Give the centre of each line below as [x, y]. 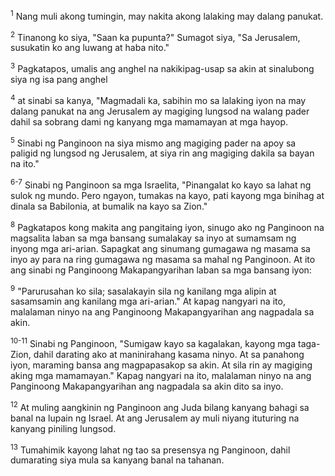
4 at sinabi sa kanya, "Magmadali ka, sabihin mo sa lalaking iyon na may [158, 99]
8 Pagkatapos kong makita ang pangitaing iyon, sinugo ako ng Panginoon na [167, 226]
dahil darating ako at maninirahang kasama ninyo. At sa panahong [169, 354]
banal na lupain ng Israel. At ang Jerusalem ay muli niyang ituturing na [155, 418]
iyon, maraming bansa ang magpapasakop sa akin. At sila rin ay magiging [161, 365]
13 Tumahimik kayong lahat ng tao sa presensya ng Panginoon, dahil [150, 449]
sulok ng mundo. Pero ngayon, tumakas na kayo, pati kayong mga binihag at [167, 195]
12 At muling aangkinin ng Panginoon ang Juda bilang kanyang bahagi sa [160, 406]
